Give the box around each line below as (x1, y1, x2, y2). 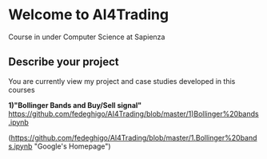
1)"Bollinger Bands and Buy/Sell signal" (8, 100, 142, 109)
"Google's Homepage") (34, 141, 111, 151)
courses (8, 85, 35, 94)
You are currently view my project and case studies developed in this (8, 76, 236, 85)
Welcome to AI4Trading (8, 6, 169, 24)
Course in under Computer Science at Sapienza (8, 32, 165, 42)
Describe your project (8, 55, 119, 69)
